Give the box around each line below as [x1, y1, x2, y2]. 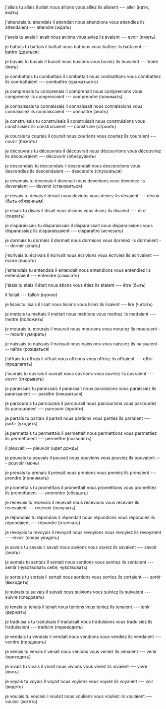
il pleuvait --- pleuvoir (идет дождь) [5, 445, 79, 451]
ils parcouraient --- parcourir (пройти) [5, 406, 84, 411]
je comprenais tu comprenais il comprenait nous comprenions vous [5, 88, 143, 94]
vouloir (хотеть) [5, 699, 38, 705]
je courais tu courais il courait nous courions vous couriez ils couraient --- [5, 133, 157, 139]
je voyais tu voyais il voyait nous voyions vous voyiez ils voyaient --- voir [5, 678, 154, 684]
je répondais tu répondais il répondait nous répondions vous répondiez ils [5, 514, 155, 520]
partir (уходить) [5, 421, 38, 426]
